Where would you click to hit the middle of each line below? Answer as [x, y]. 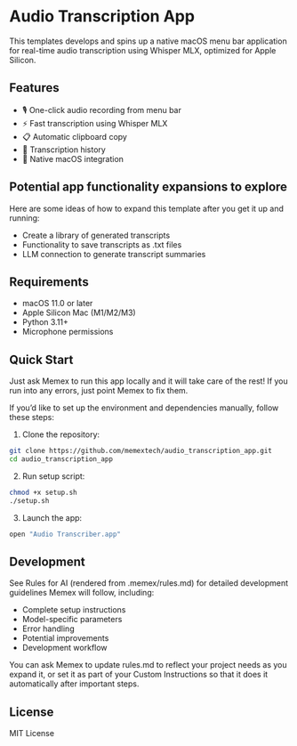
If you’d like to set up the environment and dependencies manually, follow [144, 408]
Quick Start [41, 359]
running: [24, 218]
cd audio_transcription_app [61, 459]
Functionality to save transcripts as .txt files [102, 244]
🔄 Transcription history [64, 150]
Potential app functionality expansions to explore [148, 187]
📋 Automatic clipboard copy [74, 136]
